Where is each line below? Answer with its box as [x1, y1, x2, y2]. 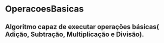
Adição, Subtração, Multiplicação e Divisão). [5, 30, 144, 38]
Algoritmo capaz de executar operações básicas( [5, 23, 160, 31]
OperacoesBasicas [5, 3, 84, 14]
